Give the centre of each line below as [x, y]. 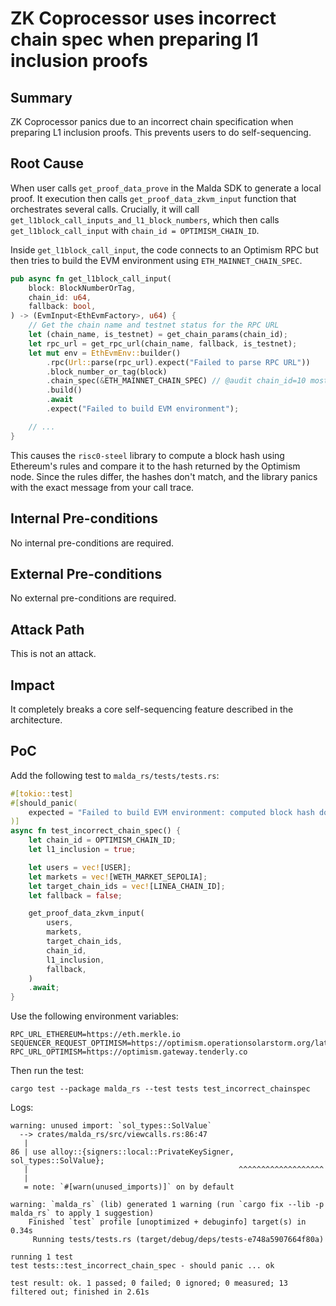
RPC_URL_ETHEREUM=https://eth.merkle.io [96, 1035]
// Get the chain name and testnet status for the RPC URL [154, 325]
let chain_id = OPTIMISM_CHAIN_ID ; [102, 840]
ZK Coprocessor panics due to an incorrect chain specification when [152, 121]
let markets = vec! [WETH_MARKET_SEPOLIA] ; [118, 877]
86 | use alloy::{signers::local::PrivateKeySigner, [122, 1152]
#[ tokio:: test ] [42, 793]
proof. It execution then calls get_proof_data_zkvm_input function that [153, 198]
